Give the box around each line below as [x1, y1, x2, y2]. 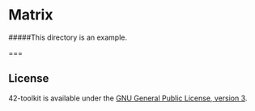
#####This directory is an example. [8, 32, 128, 42]
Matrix [8, 6, 53, 24]
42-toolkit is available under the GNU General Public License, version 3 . [8, 93, 248, 103]
